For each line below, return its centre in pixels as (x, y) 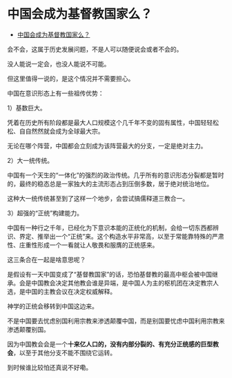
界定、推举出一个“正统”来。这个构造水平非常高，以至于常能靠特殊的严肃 (122, 236)
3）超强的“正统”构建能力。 (45, 213)
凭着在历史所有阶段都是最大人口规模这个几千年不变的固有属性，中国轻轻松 (113, 122)
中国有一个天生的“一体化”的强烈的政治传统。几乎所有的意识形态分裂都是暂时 (116, 175)
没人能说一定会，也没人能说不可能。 (59, 63)
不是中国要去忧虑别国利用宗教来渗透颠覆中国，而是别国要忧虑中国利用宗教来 (116, 321)
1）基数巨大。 (27, 108)
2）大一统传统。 (30, 160)
